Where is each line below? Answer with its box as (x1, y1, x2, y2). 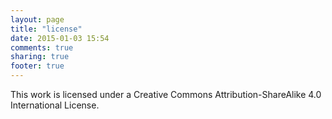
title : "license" (10, 24, 83, 34)
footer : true (10, 61, 65, 71)
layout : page (10, 14, 65, 25)
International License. (10, 99, 100, 111)
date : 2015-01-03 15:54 (10, 33, 110, 43)
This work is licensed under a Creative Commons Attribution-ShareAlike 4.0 (10, 89, 322, 100)
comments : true (10, 42, 74, 53)
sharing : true (10, 52, 70, 62)
